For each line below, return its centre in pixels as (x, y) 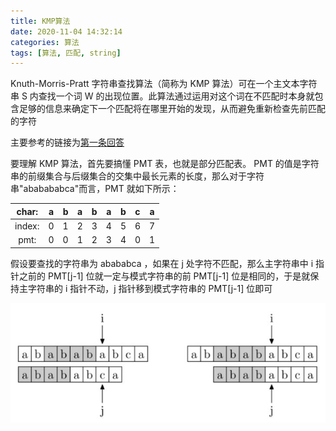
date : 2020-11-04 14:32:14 (66, 31)
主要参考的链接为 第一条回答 (67, 142)
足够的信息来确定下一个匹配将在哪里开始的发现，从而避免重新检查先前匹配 (172, 109)
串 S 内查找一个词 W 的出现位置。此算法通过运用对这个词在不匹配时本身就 (162, 96)
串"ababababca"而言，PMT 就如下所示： (95, 189)
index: (27, 226)
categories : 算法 (45, 42)
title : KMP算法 (40, 21)
